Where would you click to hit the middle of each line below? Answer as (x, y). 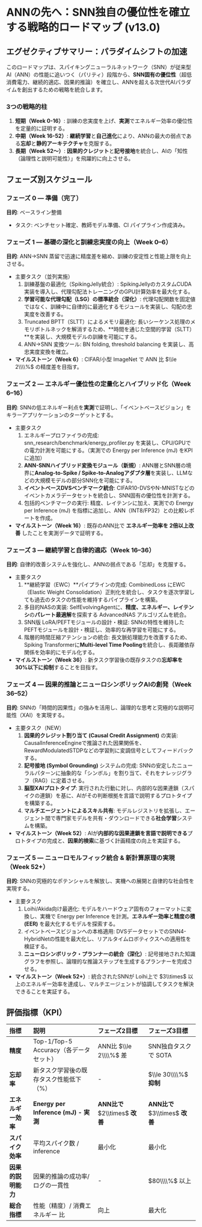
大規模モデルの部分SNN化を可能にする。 (85, 480)
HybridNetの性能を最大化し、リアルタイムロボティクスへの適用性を (107, 939)
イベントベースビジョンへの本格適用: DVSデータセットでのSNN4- (105, 932)
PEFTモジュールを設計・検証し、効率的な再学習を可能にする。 (101, 629)
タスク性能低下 (60, 1080)
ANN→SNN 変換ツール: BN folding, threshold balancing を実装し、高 (109, 344)
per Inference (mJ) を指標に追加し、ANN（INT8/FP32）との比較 (104, 510)
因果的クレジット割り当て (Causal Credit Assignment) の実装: (101, 735)
